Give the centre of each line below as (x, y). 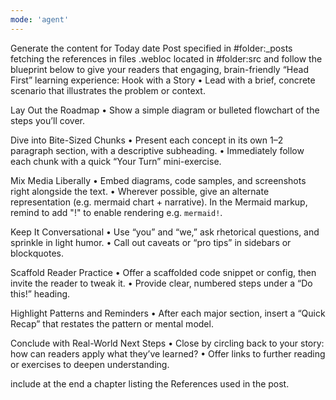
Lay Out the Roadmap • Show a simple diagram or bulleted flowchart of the (165, 110)
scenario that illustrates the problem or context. (108, 90)
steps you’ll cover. (48, 120)
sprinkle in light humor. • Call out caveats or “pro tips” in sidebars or (151, 242)
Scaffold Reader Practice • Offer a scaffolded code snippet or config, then (163, 272)
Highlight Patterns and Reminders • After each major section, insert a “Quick (168, 313)
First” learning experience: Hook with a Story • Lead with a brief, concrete (163, 80)
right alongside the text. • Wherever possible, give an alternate (140, 191)
